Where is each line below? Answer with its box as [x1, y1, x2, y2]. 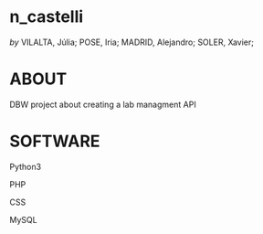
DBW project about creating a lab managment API [9, 99, 196, 110]
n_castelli [9, 6, 84, 27]
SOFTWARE [9, 131, 100, 152]
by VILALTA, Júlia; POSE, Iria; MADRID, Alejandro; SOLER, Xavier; [9, 37, 254, 48]
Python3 [9, 161, 42, 172]
